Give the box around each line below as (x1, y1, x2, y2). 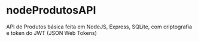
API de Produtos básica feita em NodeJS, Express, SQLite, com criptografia (6, 23, 193, 30)
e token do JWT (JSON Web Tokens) (6, 29, 98, 36)
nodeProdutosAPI (6, 4, 96, 17)
